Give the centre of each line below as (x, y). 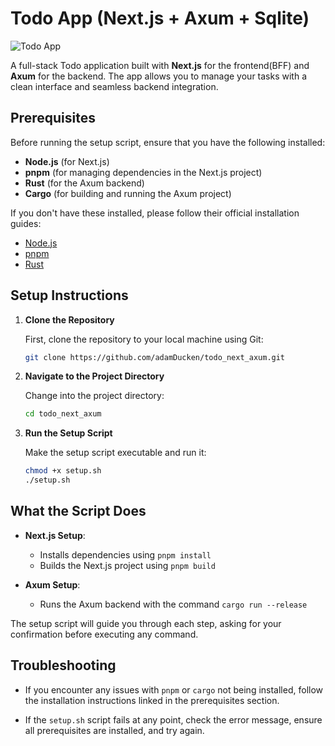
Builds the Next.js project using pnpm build (127, 565)
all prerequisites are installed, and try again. (114, 730)
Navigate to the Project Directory (94, 376)
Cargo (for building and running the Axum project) (128, 193)
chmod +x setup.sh (63, 471)
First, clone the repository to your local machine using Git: (144, 339)
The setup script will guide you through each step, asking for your (146, 623)
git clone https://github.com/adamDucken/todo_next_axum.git (155, 357)
